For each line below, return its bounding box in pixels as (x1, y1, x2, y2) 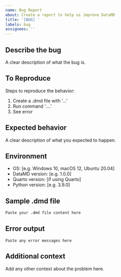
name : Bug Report (5, 7, 42, 13)
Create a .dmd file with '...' (12, 97, 68, 104)
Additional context (5, 252, 65, 261)
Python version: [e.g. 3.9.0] (12, 182, 70, 188)
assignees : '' (5, 27, 36, 32)
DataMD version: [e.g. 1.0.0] (12, 171, 71, 177)
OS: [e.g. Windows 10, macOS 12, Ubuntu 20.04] (12, 165, 115, 172)
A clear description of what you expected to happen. (5, 137, 116, 143)
